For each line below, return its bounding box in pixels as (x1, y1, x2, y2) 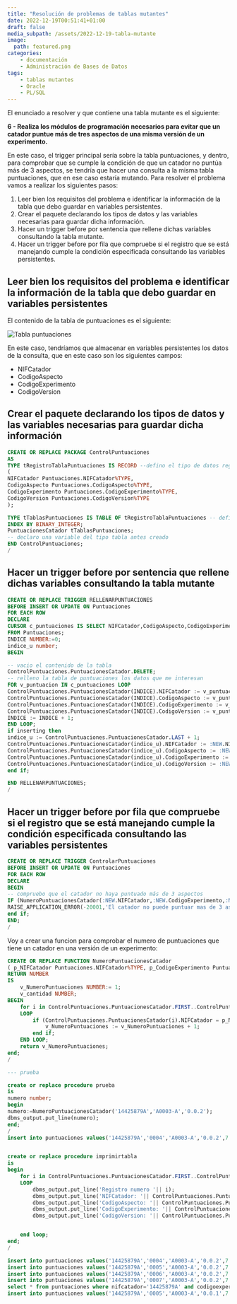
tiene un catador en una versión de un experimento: (7, 943, 158, 952)
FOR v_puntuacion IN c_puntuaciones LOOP (7, 682, 131, 689)
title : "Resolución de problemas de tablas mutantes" (7, 10, 169, 18)
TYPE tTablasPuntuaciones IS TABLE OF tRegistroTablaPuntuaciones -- (7, 514, 217, 521)
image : (7, 37, 27, 44)
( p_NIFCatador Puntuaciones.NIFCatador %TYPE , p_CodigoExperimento (7, 964, 210, 971)
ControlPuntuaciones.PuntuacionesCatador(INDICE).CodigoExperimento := (7, 701, 222, 708)
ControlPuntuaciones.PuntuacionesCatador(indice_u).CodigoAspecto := (7, 747, 217, 754)
